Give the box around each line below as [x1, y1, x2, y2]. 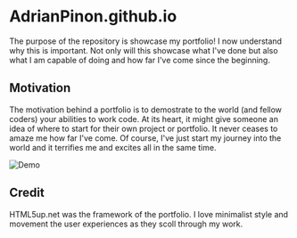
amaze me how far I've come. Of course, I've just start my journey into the [9, 132, 282, 144]
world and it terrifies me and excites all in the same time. [9, 142, 217, 152]
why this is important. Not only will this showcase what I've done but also [9, 45, 278, 55]
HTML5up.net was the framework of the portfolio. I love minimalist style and [9, 209, 288, 219]
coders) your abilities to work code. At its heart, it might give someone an [9, 113, 279, 124]
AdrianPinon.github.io [9, 6, 177, 27]
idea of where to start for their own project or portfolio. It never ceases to [9, 123, 278, 134]
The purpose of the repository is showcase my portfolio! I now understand [9, 36, 283, 46]
